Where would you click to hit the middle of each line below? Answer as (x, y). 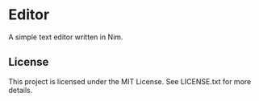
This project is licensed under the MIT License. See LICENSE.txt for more (130, 81)
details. (21, 90)
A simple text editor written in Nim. (66, 37)
